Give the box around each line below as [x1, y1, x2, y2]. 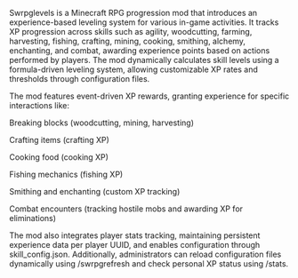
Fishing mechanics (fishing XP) [9, 169, 124, 179]
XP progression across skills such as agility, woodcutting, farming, [9, 27, 253, 36]
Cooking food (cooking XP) [9, 152, 109, 163]
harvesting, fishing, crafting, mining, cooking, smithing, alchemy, [9, 36, 246, 46]
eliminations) [9, 213, 56, 223]
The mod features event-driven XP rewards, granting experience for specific [9, 91, 290, 101]
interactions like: [9, 100, 69, 110]
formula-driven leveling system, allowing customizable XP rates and [9, 64, 258, 75]
